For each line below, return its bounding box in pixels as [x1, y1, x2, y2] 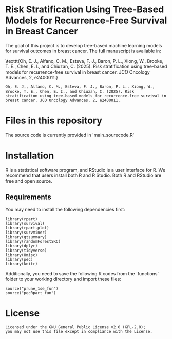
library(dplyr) [5, 243, 38, 248]
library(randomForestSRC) [5, 239, 61, 244]
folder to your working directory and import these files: [5, 276, 122, 282]
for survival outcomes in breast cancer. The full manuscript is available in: [5, 48, 162, 54]
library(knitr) [5, 261, 38, 266]
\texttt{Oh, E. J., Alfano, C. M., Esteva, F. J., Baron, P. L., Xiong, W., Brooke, [5, 58, 164, 64]
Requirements [5, 193, 51, 202]
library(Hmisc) [5, 252, 38, 258]
